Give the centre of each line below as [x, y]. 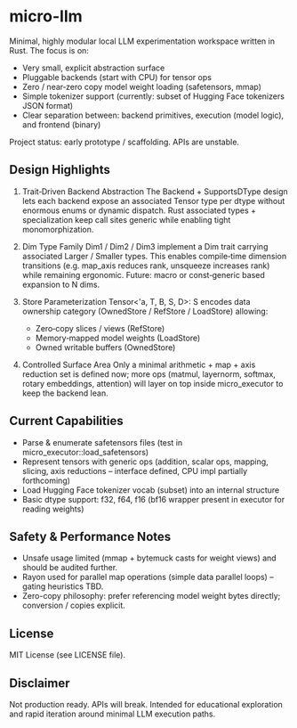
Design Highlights [60, 170]
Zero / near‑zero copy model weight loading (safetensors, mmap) [142, 86]
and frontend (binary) [61, 124]
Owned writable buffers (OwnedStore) [105, 347]
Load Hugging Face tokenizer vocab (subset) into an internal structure [151, 490]
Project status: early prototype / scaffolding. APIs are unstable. [124, 142]
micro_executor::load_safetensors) [85, 452]
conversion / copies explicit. [74, 605]
